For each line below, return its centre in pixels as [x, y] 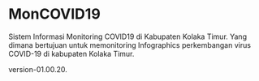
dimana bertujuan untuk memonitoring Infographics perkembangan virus [130, 45]
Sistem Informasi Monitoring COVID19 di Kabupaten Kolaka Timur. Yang [128, 36]
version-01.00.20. [38, 69]
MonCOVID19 [55, 14]
